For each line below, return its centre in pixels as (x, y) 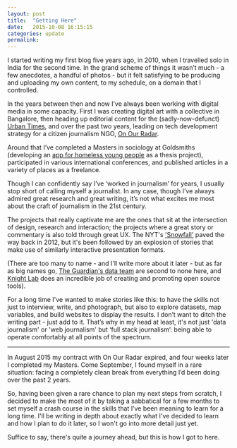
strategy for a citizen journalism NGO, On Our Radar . (83, 134)
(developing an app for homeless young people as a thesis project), (105, 155)
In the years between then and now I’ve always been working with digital (113, 104)
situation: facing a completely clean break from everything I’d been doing (114, 373)
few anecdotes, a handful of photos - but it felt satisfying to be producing (114, 75)
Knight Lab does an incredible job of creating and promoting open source (114, 279)
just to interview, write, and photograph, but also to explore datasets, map (114, 307)
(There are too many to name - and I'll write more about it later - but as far (115, 264)
